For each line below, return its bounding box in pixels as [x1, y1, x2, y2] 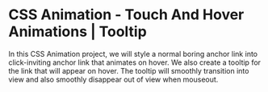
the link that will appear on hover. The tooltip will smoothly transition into [8, 66, 249, 75]
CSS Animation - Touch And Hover [8, 6, 245, 24]
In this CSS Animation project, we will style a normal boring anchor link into [8, 49, 258, 58]
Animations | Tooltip [8, 22, 147, 41]
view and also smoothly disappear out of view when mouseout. [8, 74, 219, 84]
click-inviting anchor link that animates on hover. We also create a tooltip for [8, 58, 261, 67]
